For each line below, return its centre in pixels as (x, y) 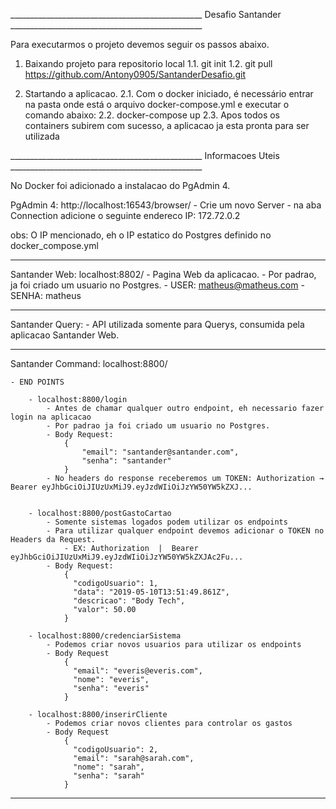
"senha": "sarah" (109, 776)
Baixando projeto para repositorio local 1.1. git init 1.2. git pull (148, 63)
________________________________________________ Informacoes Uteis (145, 155)
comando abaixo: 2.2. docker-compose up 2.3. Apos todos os (152, 115)
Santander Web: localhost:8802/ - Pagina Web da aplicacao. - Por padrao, (163, 274)
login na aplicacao (51, 417)
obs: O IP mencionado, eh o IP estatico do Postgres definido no (141, 235)
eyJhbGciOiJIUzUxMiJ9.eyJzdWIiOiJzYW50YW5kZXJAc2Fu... (127, 557)
